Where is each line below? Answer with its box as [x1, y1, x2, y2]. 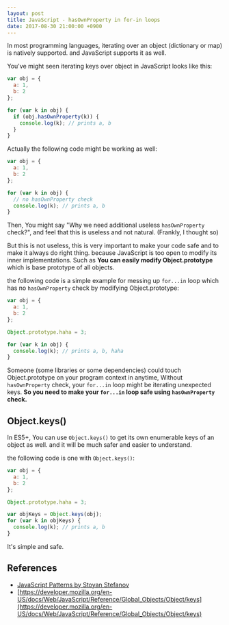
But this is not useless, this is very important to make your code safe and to [7, 241, 219, 250]
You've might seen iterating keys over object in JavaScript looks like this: [7, 62, 213, 71]
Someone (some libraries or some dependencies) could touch [7, 366, 182, 374]
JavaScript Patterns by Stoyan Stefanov [16, 580, 130, 589]
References [7, 563, 57, 574]
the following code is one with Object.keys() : [7, 454, 135, 463]
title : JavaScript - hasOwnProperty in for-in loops [7, 16, 161, 23]
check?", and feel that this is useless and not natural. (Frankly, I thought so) [7, 228, 219, 236]
